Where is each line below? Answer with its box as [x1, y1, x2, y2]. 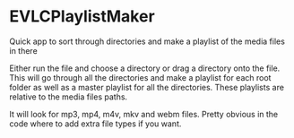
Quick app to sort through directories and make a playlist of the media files [9, 36, 285, 47]
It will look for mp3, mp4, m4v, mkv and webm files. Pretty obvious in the [9, 108, 279, 119]
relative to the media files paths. [9, 91, 128, 102]
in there [9, 45, 38, 56]
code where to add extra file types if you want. [9, 118, 182, 129]
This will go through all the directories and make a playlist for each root [9, 72, 272, 82]
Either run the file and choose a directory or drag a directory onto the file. [9, 63, 281, 73]
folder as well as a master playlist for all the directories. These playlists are [9, 82, 285, 92]
